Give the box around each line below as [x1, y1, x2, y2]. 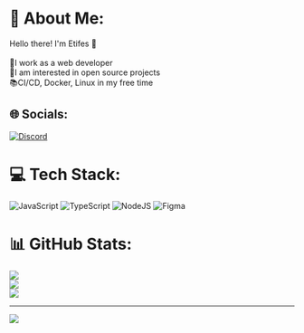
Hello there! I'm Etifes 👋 [9, 38, 97, 49]
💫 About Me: [9, 8, 105, 29]
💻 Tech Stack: [9, 164, 121, 185]
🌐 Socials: [9, 107, 69, 122]
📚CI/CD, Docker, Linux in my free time [9, 77, 154, 88]
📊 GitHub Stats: [9, 233, 133, 254]
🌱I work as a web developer [9, 57, 113, 68]
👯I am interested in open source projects [9, 67, 161, 78]
